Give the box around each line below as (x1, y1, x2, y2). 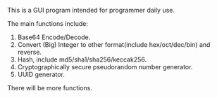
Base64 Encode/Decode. (17, 33, 91, 41)
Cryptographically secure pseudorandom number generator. (17, 63, 193, 71)
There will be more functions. (7, 84, 93, 92)
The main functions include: (7, 20, 88, 27)
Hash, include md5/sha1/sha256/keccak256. (17, 55, 147, 64)
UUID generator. (17, 70, 66, 78)
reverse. (17, 48, 42, 56)
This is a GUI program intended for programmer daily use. (7, 6, 175, 14)
